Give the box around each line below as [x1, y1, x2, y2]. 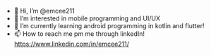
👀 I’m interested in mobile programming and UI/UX [13, 14, 161, 23]
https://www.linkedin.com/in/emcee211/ [13, 39, 129, 48]
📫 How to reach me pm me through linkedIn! [13, 30, 145, 38]
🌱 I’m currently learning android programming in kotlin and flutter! [13, 22, 205, 30]
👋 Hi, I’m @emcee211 [13, 7, 76, 15]
